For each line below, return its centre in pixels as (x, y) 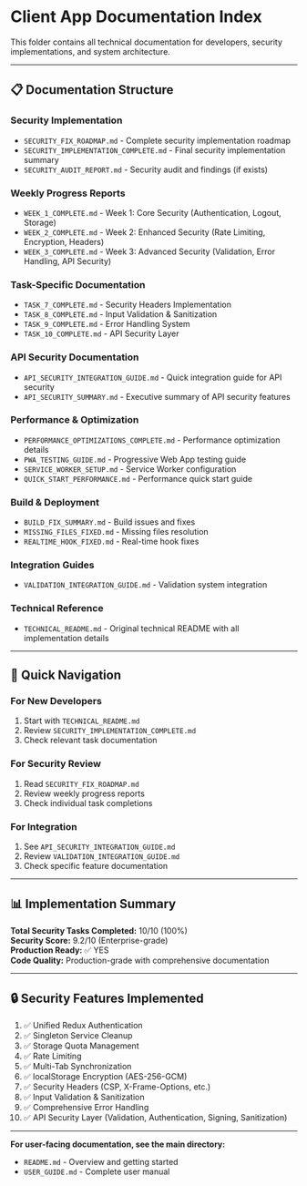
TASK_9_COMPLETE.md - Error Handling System (107, 324)
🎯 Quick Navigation (66, 675)
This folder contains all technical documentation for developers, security (147, 42)
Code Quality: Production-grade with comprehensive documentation (140, 960)
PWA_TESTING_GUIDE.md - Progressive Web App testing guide (135, 459)
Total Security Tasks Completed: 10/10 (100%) (99, 930)
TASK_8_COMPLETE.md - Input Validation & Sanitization (120, 314)
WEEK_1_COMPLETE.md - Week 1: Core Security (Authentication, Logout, (152, 212)
